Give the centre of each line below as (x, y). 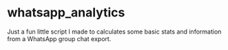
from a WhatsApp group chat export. (59, 38)
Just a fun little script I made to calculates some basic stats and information (114, 32)
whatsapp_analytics (66, 13)
